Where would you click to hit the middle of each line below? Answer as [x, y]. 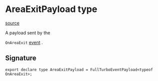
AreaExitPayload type [51, 9]
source [12, 23]
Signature [21, 58]
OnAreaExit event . [24, 42]
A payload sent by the [28, 32]
